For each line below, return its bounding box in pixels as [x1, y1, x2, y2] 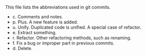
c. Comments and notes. [12, 14, 63, 19]
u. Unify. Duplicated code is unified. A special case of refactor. [12, 24, 141, 30]
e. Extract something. [12, 30, 56, 35]
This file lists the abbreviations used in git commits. [5, 4, 111, 10]
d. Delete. [12, 46, 32, 51]
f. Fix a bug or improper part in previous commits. [12, 40, 114, 46]
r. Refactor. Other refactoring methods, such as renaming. [12, 35, 131, 41]
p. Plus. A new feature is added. [12, 19, 78, 25]
